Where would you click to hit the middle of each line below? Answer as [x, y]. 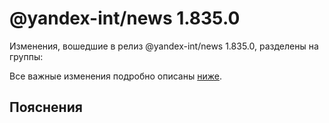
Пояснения [46, 107]
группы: [26, 56]
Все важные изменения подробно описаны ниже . [115, 76]
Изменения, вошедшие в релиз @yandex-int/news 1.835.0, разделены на [164, 46]
